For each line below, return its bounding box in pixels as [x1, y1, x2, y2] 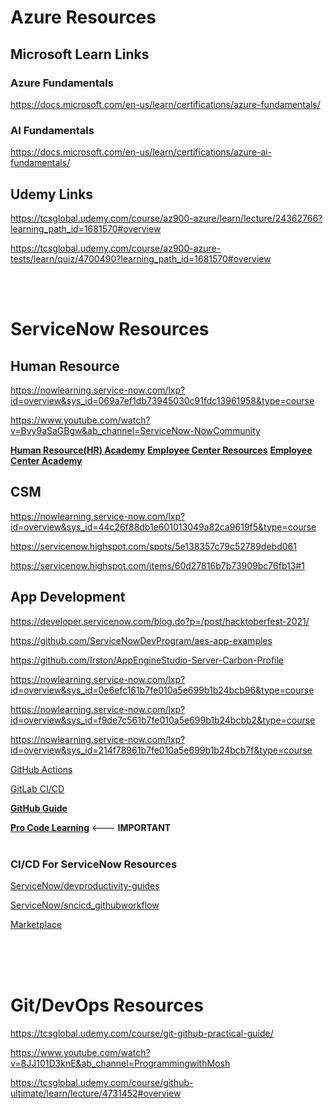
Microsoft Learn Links [10, 46, 150, 63]
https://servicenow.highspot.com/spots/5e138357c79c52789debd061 [10, 540, 297, 552]
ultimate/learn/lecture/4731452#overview [10, 1087, 182, 1099]
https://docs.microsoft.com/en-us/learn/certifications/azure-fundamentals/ [10, 98, 321, 110]
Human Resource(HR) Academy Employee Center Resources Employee [10, 444, 313, 456]
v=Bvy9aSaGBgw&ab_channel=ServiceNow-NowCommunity [10, 424, 261, 436]
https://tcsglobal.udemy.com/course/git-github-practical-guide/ [10, 1027, 274, 1039]
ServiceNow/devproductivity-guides [10, 879, 160, 891]
